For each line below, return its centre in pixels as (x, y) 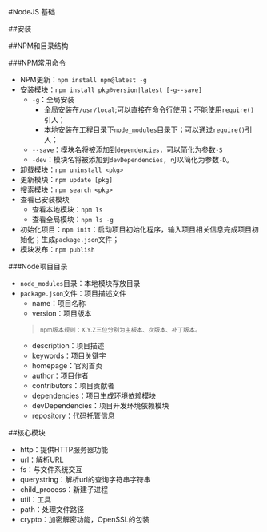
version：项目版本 (62, 313)
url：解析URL (42, 459)
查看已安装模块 (44, 199)
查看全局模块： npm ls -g (73, 219)
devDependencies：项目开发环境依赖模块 (100, 405)
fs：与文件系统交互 (51, 469)
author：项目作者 (60, 375)
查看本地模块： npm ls (67, 209)
